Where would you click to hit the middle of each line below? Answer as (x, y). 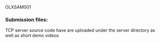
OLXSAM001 (18, 7)
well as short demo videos (32, 36)
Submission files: (27, 20)
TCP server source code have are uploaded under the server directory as (80, 30)
